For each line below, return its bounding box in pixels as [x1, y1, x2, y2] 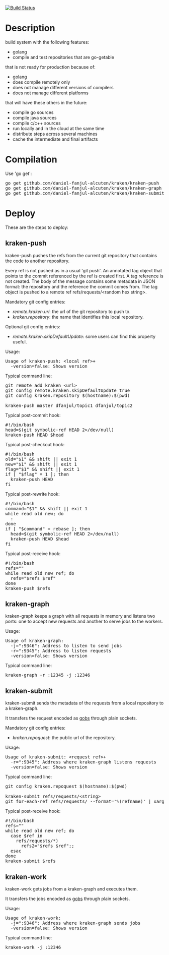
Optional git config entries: [5, 323, 60, 330]
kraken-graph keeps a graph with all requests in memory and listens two [5, 613, 155, 619]
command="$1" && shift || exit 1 [5, 506, 88, 511]
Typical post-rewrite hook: [5, 491, 60, 497]
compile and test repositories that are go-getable [12, 54, 115, 60]
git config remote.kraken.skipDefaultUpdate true [5, 387, 130, 393]
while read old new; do [5, 511, 64, 516]
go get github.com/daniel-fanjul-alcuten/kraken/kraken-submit [5, 190, 164, 196]
